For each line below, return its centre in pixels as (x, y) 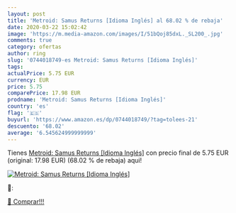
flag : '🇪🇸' (25, 113)
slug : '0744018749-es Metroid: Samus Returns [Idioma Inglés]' (103, 60)
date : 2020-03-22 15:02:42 (47, 27)
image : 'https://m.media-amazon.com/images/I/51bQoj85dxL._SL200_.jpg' (115, 34)
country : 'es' (28, 106)
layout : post (27, 14)
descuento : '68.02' (36, 126)
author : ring (27, 54)
